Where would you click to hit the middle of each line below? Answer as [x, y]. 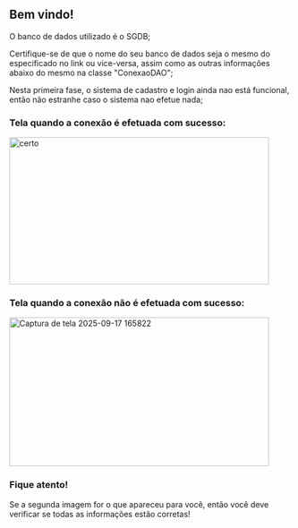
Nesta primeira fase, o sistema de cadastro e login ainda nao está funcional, [149, 89]
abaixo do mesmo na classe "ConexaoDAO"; [91, 72]
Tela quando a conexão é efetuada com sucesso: [118, 123]
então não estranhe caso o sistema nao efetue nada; [106, 99]
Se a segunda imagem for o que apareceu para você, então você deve [139, 504]
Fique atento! [39, 485]
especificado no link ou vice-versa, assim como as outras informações [140, 63]
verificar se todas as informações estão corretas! [100, 514]
